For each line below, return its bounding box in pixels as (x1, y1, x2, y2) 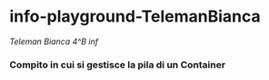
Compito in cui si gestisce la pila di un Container (9, 58, 225, 71)
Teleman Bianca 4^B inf (9, 36, 98, 47)
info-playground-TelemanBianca (9, 6, 261, 27)
